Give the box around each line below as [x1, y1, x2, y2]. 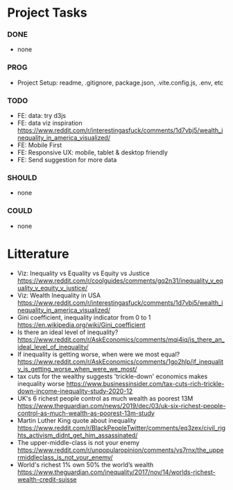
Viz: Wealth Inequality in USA [17, 291, 101, 299]
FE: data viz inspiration [17, 119, 83, 128]
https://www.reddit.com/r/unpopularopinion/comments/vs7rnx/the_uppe [17, 446, 224, 454]
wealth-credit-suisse [17, 475, 77, 483]
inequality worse [17, 379, 65, 387]
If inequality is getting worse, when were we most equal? [17, 350, 180, 358]
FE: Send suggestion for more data [17, 156, 117, 164]
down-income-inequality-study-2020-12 [17, 387, 133, 395]
